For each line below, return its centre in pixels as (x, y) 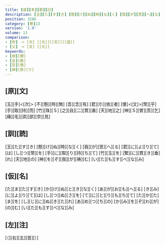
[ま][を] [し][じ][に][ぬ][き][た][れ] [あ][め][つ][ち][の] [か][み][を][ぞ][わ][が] (82, 201)
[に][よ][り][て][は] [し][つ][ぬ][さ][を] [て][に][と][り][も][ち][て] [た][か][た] (82, 195)
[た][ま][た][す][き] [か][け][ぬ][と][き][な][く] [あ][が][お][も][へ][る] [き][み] (82, 189)
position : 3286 (21, 19)
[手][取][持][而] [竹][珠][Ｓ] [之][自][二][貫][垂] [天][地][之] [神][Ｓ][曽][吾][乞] (83, 110)
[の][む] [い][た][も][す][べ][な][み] (40, 208)
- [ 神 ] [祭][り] (20, 70)
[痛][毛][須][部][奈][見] (28, 116)
